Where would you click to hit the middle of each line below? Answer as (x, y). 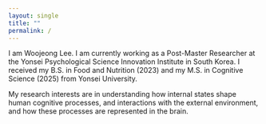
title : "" (25, 23)
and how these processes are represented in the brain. (99, 111)
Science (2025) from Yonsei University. (73, 79)
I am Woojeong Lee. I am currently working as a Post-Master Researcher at (132, 54)
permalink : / (30, 30)
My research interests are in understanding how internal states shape (123, 94)
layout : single (34, 16)
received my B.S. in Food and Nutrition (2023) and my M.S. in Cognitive (126, 70)
